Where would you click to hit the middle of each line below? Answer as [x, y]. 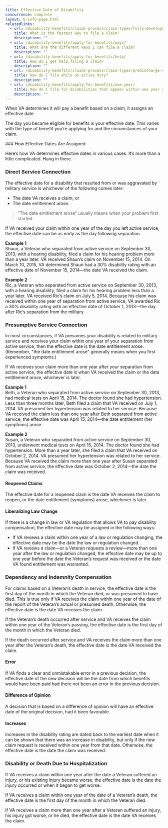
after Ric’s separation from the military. [45, 312]
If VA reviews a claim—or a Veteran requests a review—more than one [85, 548]
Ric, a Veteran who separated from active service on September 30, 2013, [81, 285]
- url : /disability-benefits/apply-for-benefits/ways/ [68, 43]
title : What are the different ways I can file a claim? [75, 47]
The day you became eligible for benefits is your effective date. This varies [82, 123]
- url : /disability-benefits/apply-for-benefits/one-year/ [72, 84]
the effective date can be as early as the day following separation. [73, 233]
